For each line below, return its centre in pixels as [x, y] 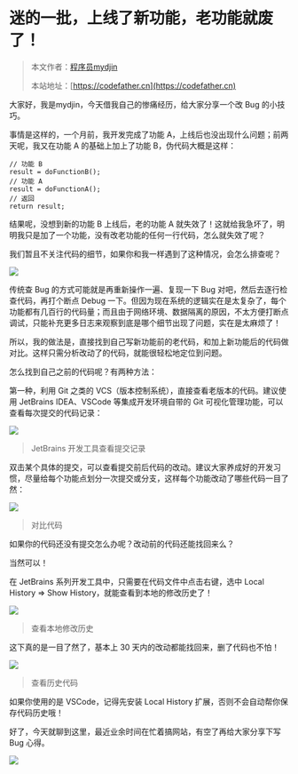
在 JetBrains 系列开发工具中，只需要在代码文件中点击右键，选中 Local [137, 581]
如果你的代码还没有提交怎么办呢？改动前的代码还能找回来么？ [122, 544]
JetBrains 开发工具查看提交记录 [88, 448]
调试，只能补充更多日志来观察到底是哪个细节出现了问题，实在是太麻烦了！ [145, 323]
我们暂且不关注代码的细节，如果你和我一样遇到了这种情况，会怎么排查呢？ [145, 253]
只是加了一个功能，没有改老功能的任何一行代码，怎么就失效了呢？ [145, 235]
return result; [37, 206]
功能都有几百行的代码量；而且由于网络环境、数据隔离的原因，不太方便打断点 [149, 311]
